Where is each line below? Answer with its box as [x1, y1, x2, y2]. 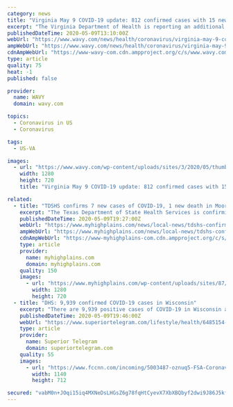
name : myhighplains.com [25, 254, 95, 261]
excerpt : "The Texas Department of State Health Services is [19, 209, 200, 216]
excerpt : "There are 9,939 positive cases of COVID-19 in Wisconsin [19, 305, 222, 313]
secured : [7, 390, 33, 397]
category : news [7, 10, 51, 17]
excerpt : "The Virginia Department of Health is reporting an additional [7, 23, 225, 30]
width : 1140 [32, 370, 67, 378]
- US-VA [13, 145, 36, 152]
